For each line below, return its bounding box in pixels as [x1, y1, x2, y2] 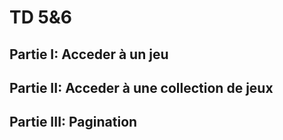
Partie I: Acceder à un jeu [9, 46, 169, 63]
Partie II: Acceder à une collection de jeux [9, 79, 274, 96]
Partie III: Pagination [9, 114, 138, 131]
